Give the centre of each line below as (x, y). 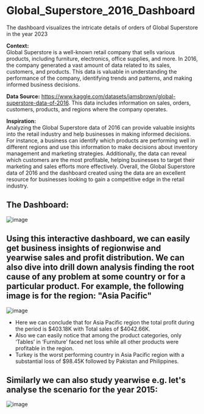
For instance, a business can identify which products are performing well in (101, 140)
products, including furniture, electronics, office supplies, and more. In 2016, (102, 58)
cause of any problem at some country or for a (96, 277)
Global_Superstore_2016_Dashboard (101, 11)
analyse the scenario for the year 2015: (82, 389)
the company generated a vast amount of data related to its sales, (89, 65)
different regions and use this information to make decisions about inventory (102, 147)
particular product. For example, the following (95, 286)
